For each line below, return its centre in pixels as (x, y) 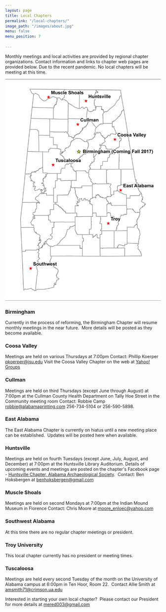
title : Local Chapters (28, 16)
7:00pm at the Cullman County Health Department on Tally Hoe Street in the (82, 396)
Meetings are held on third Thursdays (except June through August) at (77, 391)
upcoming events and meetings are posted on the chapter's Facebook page (82, 469)
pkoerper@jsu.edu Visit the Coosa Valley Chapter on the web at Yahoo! (78, 362)
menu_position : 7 (23, 37)
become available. (24, 333)
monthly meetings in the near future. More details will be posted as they (79, 327)
